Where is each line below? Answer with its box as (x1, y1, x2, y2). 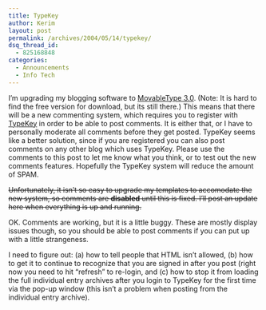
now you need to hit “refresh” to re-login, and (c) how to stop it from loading (8, 267, 259, 276)
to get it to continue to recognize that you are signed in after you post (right (8, 258, 256, 268)
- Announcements (15, 64, 69, 72)
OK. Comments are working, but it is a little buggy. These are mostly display (8, 217, 258, 227)
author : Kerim (8, 19, 56, 27)
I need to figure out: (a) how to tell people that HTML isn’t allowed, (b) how (8, 249, 253, 260)
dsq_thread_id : (8, 42, 59, 50)
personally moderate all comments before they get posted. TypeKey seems (8, 127, 256, 137)
